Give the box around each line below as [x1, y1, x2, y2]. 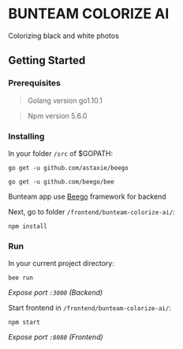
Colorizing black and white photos [8, 31, 120, 40]
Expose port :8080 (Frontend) [8, 332, 104, 342]
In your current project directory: [8, 259, 114, 268]
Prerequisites [8, 78, 61, 89]
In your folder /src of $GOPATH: [8, 148, 114, 158]
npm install [8, 222, 47, 230]
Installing [8, 131, 45, 142]
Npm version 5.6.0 [27, 111, 88, 120]
